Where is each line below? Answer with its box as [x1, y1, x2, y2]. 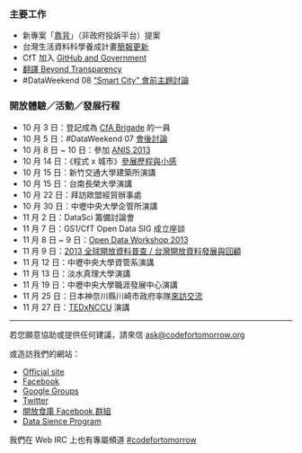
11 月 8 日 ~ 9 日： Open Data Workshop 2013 [22, 234, 189, 244]
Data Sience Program [22, 415, 102, 426]
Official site [22, 366, 65, 377]
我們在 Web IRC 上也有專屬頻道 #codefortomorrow [9, 434, 197, 445]
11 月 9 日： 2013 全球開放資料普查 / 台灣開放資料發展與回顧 [22, 245, 242, 256]
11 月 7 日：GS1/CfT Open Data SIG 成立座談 [22, 223, 186, 234]
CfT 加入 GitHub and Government [22, 52, 147, 64]
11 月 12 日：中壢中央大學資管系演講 [22, 256, 155, 267]
